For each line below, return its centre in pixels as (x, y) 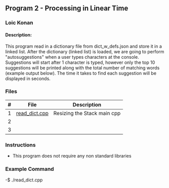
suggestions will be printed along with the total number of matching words (82, 67)
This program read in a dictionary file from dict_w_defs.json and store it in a (84, 46)
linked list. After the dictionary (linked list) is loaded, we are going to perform (85, 51)
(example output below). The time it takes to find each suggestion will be (81, 73)
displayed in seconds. (28, 79)
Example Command (30, 169)
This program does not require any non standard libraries (72, 156)
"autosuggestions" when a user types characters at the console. (72, 57)
